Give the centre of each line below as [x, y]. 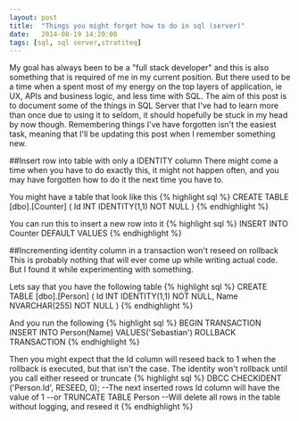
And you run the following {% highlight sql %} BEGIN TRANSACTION [135, 323]
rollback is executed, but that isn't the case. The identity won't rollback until [149, 369]
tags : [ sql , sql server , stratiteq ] [75, 42]
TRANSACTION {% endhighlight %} [75, 342]
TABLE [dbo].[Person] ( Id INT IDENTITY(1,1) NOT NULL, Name [124, 296]
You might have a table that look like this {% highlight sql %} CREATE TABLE [149, 197]
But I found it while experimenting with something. [101, 269]
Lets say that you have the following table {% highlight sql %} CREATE [138, 287]
